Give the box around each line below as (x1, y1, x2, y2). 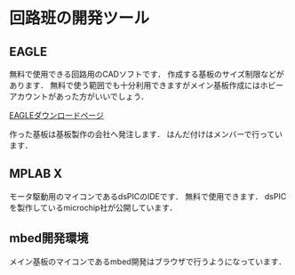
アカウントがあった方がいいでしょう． (9, 91, 149, 101)
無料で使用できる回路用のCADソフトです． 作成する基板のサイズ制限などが (9, 69, 284, 79)
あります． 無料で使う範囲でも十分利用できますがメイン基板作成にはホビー (9, 80, 284, 90)
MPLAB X (9, 166, 63, 182)
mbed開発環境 (9, 231, 89, 246)
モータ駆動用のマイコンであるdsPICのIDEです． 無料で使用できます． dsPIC (9, 190, 287, 201)
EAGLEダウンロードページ (9, 110, 105, 120)
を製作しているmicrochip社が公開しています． (9, 202, 178, 213)
